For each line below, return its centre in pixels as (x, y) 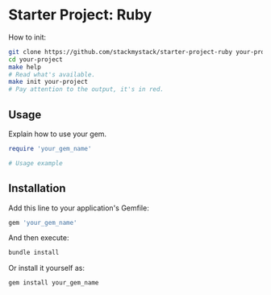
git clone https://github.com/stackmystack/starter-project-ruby (120, 52)
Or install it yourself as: (46, 268)
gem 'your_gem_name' (43, 222)
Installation (37, 188)
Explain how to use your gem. (58, 134)
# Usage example (35, 163)
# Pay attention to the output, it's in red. (86, 89)
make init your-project (48, 82)
